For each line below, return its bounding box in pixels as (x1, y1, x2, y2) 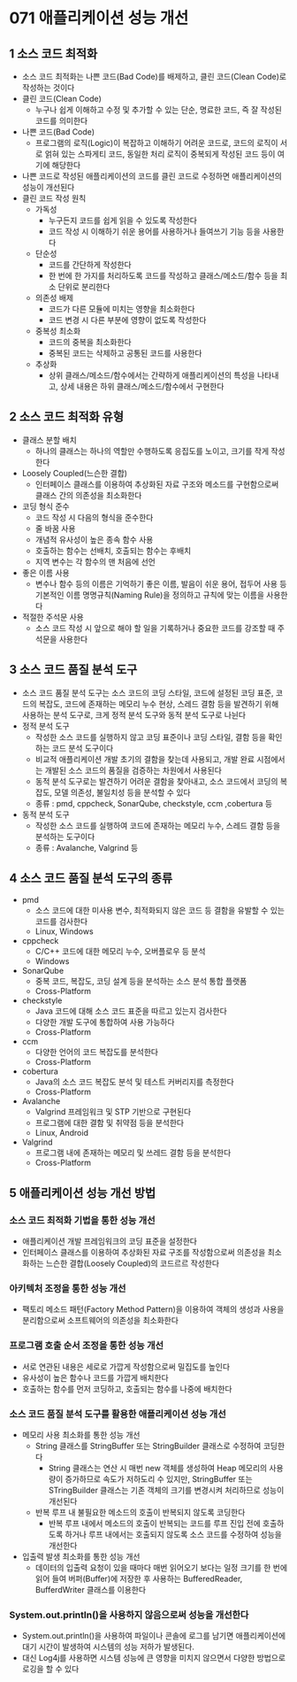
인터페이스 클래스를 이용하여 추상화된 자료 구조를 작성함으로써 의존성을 (21, 1247, 266, 1258)
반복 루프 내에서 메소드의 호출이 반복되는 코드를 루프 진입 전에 (48, 1518, 261, 1529)
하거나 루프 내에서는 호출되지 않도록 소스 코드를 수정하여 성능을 (65, 1529, 283, 1540)
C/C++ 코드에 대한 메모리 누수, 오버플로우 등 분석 (34, 946, 206, 957)
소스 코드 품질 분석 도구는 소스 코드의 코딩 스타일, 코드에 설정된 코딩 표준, (21, 687, 274, 698)
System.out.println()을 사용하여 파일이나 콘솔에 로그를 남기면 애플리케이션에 (21, 1631, 286, 1641)
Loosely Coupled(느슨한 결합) (21, 467, 128, 478)
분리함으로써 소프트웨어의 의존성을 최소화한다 (21, 1316, 179, 1326)
